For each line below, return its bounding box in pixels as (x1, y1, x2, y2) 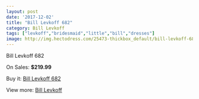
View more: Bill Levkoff (6, 87, 62, 93)
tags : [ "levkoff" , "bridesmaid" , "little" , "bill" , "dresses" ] (6, 31, 155, 37)
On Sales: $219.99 (6, 64, 52, 71)
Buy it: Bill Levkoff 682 (6, 75, 61, 82)
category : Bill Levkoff (6, 25, 65, 31)
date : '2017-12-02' (6, 14, 54, 20)
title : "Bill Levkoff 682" (6, 19, 73, 25)
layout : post (6, 8, 38, 15)
